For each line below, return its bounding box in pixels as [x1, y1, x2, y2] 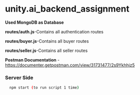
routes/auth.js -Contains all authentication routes [5, 29, 104, 34]
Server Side [5, 74, 34, 81]
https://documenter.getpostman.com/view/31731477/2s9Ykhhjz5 [5, 62, 135, 68]
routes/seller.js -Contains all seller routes [5, 47, 88, 53]
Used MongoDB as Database [5, 19, 64, 25]
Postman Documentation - [5, 57, 60, 63]
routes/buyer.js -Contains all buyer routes [5, 38, 89, 44]
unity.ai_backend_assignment [5, 3, 130, 15]
